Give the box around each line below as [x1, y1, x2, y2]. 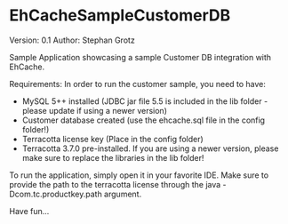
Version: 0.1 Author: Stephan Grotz [9, 35, 135, 45]
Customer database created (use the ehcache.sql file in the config [21, 115, 265, 125]
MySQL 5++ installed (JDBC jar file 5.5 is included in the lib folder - [21, 95, 268, 107]
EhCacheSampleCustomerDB [9, 5, 231, 26]
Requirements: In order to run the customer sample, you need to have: [9, 78, 267, 89]
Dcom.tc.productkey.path [9, 188, 102, 199]
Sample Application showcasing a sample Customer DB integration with [9, 52, 272, 62]
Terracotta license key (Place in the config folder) [21, 133, 204, 144]
